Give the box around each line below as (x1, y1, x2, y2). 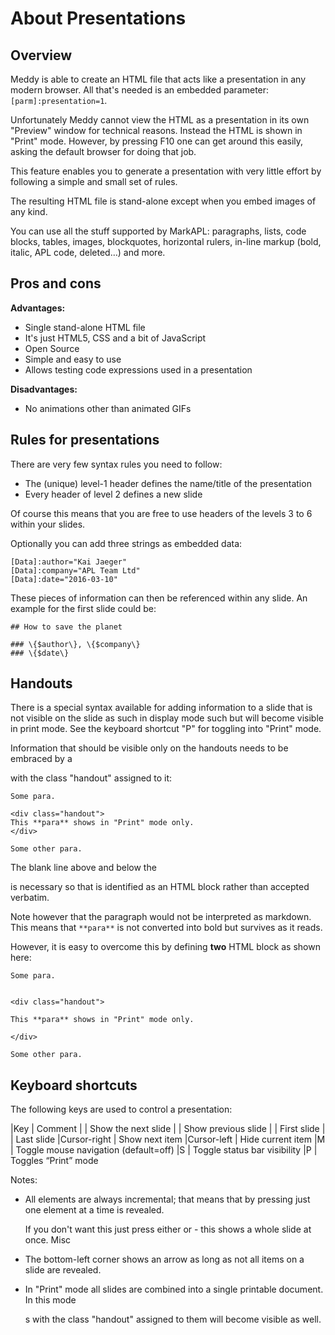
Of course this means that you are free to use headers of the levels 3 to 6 (10, 507, 313, 519)
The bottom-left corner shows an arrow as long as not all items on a (24, 1253, 305, 1266)
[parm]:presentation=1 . (10, 95, 108, 106)
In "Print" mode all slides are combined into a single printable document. (24, 1283, 324, 1296)
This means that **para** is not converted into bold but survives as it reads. (10, 922, 323, 934)
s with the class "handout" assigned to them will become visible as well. (24, 1313, 322, 1326)
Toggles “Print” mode (10, 1155, 99, 1167)
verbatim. (10, 892, 50, 904)
